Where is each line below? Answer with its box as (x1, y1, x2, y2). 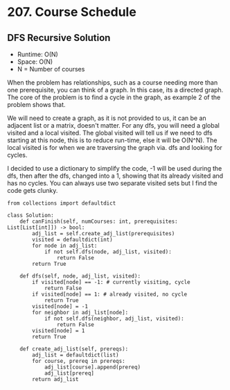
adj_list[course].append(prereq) (44, 364, 141, 371)
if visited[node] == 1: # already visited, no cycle (32, 291, 188, 298)
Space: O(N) (17, 58, 53, 66)
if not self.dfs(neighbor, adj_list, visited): (44, 315, 185, 322)
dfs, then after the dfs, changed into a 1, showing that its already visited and (7, 171, 224, 180)
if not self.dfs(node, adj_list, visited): (44, 248, 172, 255)
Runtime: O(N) (17, 50, 59, 58)
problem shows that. (7, 101, 66, 108)
